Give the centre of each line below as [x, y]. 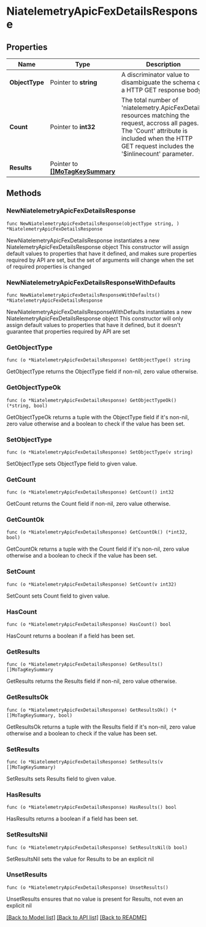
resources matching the [155, 115]
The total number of [150, 100]
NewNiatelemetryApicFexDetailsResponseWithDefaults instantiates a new [99, 312]
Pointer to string [74, 82]
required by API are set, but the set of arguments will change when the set [100, 260]
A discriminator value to [155, 75]
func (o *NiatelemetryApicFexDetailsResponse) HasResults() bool [91, 807]
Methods [24, 193]
